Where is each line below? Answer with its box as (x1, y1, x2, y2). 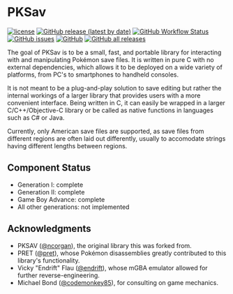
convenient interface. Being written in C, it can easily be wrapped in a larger (7, 98, 225, 107)
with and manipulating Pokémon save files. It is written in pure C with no (7, 55, 214, 63)
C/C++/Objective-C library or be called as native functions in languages (7, 106, 214, 114)
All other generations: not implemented (17, 203, 130, 211)
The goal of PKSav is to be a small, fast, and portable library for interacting (7, 48, 222, 56)
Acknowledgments (7, 223, 92, 235)
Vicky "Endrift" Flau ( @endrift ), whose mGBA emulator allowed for (17, 263, 208, 272)
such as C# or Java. (7, 113, 65, 122)
